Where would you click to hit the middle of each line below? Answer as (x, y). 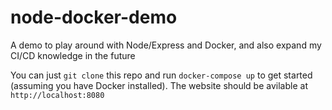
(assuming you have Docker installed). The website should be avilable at (159, 85)
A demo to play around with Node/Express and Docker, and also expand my (166, 45)
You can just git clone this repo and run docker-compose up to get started (161, 75)
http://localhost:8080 (57, 95)
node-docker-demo (94, 17)
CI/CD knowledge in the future (73, 55)
